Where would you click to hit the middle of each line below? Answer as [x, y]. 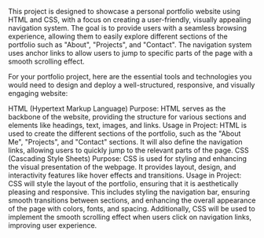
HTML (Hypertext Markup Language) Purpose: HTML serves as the [117, 108]
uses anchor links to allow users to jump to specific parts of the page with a [130, 53]
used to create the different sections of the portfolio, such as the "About [125, 134]
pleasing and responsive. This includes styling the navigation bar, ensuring [129, 192]
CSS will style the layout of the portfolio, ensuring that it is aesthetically [123, 183]
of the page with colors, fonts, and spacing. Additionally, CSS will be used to [132, 209]
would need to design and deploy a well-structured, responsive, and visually [132, 85]
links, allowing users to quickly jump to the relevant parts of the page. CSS [128, 150]
